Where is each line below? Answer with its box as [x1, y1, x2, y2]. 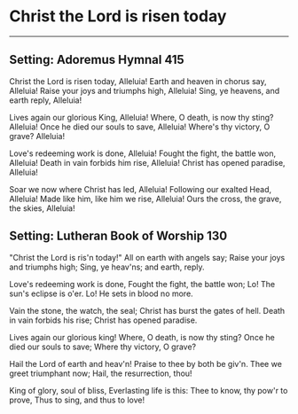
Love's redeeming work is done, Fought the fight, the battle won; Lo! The [9, 278, 276, 289]
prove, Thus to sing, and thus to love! [9, 394, 145, 405]
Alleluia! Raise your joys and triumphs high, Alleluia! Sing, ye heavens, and [9, 85, 280, 96]
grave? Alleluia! [9, 130, 65, 141]
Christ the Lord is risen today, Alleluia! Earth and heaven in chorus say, [9, 75, 267, 86]
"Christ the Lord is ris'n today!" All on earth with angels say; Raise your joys [9, 252, 286, 262]
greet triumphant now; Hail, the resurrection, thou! [9, 368, 192, 379]
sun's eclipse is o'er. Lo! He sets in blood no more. [9, 288, 193, 299]
